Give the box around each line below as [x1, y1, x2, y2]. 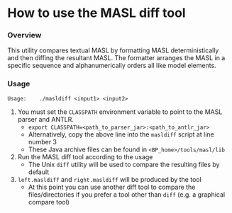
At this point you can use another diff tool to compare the [28, 183, 196, 191]
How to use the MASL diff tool [7, 5, 186, 21]
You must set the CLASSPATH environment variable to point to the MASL [17, 108, 223, 116]
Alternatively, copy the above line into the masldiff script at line [28, 129, 214, 139]
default [28, 168, 50, 176]
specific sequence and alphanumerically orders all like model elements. [7, 62, 216, 70]
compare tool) [28, 197, 70, 206]
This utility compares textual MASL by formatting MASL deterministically [7, 46, 219, 54]
